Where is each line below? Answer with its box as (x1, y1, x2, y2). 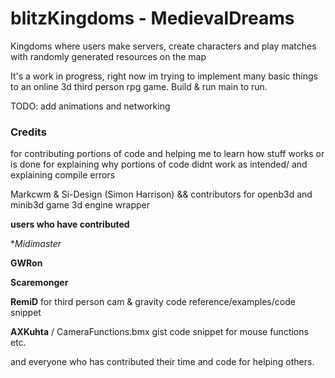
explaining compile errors (10, 169, 116, 181)
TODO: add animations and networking (10, 100, 171, 112)
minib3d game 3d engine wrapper (10, 199, 150, 211)
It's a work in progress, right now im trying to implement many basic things (10, 70, 318, 82)
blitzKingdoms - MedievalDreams (10, 7, 295, 30)
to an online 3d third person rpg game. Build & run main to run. (10, 80, 268, 92)
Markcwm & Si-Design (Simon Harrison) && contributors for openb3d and (10, 188, 313, 201)
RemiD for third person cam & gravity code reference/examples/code (10, 296, 296, 308)
